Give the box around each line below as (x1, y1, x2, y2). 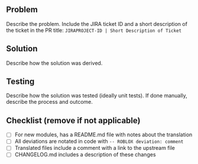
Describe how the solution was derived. (6, 59, 103, 67)
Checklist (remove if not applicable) (6, 115, 141, 126)
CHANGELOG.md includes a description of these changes (14, 151, 156, 158)
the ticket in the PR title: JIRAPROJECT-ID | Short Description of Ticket (6, 27, 182, 34)
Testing (6, 77, 35, 87)
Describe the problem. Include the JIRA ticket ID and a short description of (6, 20, 188, 27)
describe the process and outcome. (6, 99, 93, 106)
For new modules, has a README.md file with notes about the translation (14, 131, 193, 138)
